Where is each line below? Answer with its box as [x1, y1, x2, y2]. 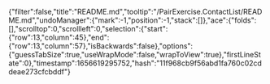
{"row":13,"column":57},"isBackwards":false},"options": [8, 41, 194, 51]
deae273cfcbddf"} [8, 67, 71, 76]
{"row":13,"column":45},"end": [8, 32, 110, 42]
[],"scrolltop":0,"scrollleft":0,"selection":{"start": [8, 24, 168, 33]
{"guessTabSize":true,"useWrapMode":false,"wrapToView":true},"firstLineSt [8, 50, 262, 59]
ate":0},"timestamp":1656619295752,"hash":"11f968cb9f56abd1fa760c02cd [8, 58, 263, 68]
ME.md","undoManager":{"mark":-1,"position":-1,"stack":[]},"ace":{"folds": [8, 15, 257, 25]
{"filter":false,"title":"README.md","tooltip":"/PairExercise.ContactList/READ [8, 7, 263, 16]
